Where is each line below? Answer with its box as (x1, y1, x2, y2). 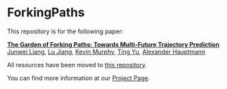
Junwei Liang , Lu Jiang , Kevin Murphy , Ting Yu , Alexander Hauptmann (7, 48, 206, 56)
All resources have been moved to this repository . (7, 60, 147, 69)
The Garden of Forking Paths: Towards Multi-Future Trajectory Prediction (7, 40, 220, 48)
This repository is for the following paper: (7, 27, 124, 35)
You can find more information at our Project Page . (7, 73, 150, 82)
